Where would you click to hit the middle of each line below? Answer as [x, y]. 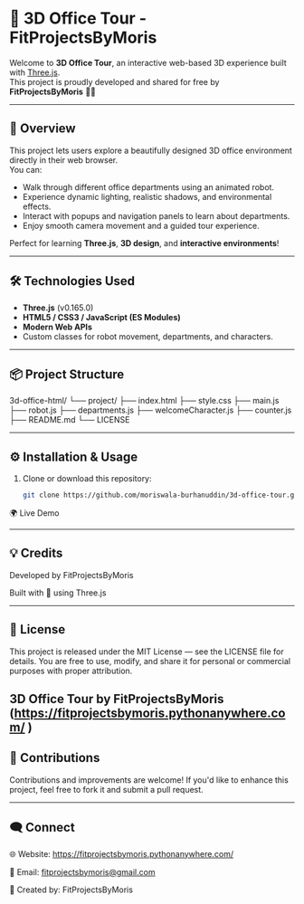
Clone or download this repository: [87, 479]
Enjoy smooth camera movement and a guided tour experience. [141, 225]
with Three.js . [35, 72]
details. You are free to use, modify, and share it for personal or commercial [150, 661]
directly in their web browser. [64, 160]
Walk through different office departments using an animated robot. [148, 187]
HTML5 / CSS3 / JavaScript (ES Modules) [101, 317]
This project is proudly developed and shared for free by [114, 81]
